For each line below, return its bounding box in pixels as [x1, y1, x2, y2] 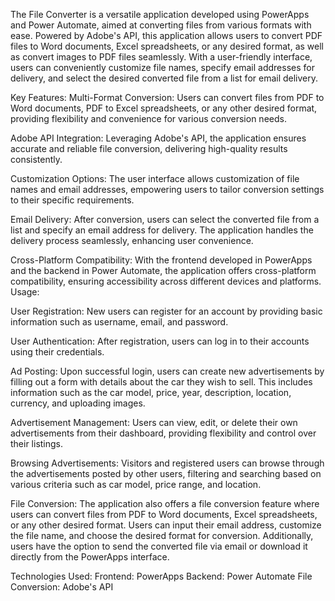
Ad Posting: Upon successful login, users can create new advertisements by [10, 365, 325, 377]
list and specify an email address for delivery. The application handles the [10, 224, 314, 236]
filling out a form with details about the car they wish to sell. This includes [10, 376, 313, 388]
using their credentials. [10, 346, 105, 358]
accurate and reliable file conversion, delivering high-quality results [10, 143, 288, 154]
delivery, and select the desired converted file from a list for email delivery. [10, 72, 319, 84]
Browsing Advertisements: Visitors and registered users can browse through [10, 457, 325, 469]
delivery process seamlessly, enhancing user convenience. [10, 235, 254, 246]
